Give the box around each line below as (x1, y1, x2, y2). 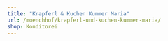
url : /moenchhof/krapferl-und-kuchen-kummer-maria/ (7, 17, 161, 24)
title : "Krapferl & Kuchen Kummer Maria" (7, 10, 130, 17)
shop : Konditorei (7, 23, 58, 30)
